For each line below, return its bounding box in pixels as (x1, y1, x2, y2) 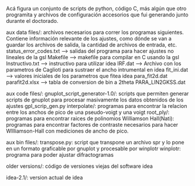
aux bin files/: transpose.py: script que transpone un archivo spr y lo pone (6, 139, 184, 146)
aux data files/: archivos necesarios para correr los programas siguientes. (6, 29, 184, 36)
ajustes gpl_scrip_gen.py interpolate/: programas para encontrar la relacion (6, 103, 187, 109)
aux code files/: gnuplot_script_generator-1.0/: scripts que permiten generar (6, 90, 189, 97)
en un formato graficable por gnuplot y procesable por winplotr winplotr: (6, 145, 182, 152)
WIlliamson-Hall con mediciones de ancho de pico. (6, 127, 129, 134)
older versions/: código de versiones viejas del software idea (6, 163, 153, 170)
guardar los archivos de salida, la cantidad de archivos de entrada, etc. (6, 41, 177, 48)
